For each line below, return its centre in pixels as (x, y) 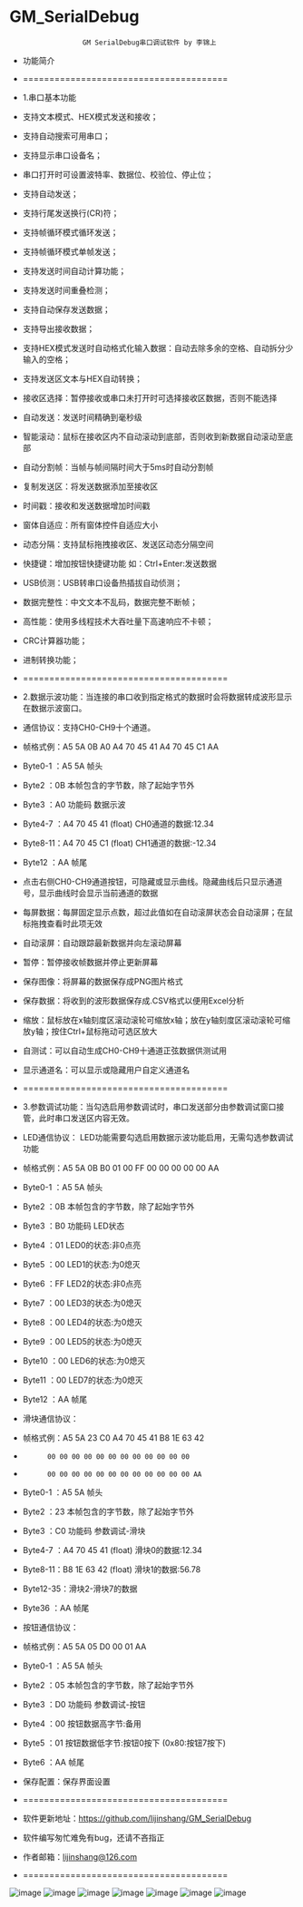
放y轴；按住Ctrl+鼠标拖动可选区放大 (90, 1031)
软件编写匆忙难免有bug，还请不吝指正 (93, 1837)
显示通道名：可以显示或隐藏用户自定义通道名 (106, 1070)
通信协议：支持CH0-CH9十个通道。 (89, 727)
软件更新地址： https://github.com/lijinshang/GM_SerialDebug (137, 1818)
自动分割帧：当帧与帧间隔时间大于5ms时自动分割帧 (118, 467)
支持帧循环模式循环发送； (70, 232)
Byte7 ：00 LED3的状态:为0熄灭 (82, 1303)
